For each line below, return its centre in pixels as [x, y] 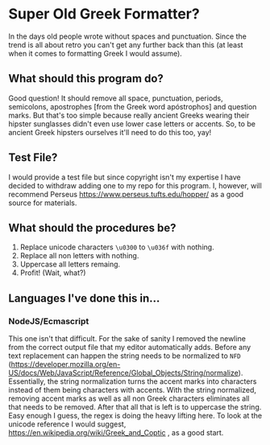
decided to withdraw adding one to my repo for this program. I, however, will [135, 185]
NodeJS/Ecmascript [49, 321]
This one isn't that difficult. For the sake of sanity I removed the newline [127, 339]
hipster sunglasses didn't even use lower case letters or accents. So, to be [132, 124]
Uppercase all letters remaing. [70, 264]
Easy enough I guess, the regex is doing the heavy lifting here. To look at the [135, 416]
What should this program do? [86, 78]
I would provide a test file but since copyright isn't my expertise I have [125, 177]
